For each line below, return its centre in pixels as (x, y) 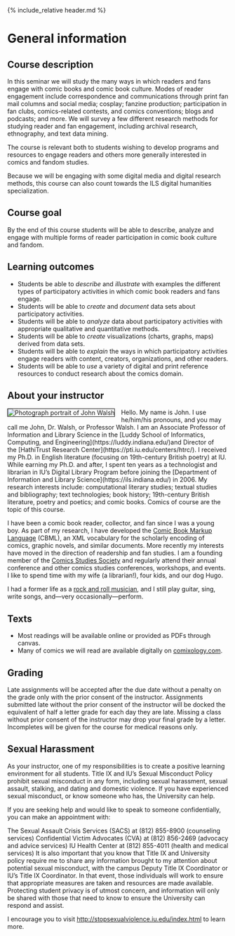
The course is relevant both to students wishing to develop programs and (113, 147)
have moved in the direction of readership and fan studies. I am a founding (115, 553)
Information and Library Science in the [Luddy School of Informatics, (106, 435)
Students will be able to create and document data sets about (106, 306)
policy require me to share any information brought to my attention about (112, 860)
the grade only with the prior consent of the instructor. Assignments (105, 697)
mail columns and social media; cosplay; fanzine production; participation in (117, 104)
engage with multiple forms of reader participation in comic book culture (112, 237)
